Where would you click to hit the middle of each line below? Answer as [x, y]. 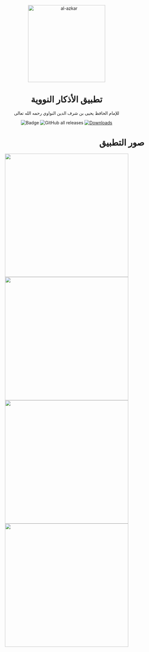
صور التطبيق [122, 143]
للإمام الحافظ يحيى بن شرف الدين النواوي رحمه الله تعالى [67, 113]
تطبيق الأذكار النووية [67, 99]
